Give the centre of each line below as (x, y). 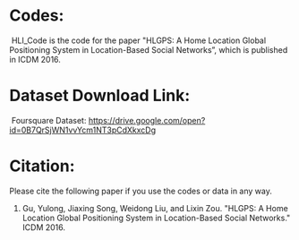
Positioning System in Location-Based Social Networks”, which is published (149, 49)
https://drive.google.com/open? (147, 120)
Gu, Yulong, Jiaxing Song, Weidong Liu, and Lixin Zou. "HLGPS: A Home (155, 208)
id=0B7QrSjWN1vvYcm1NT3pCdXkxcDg (83, 130)
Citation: (42, 166)
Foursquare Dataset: (49, 120)
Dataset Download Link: (100, 96)
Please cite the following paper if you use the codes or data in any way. (141, 191)
